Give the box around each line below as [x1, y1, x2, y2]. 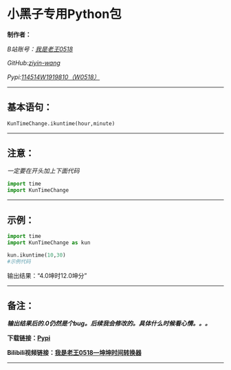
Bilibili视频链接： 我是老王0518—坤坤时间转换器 [7, 349, 142, 357]
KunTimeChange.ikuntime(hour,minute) [7, 120, 115, 127]
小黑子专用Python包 [7, 6, 122, 22]
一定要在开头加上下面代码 [7, 166, 80, 175]
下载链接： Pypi [7, 334, 51, 342]
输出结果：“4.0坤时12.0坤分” [7, 271, 87, 279]
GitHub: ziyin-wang [7, 58, 60, 67]
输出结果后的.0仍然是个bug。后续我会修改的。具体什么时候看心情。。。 [7, 319, 212, 327]
